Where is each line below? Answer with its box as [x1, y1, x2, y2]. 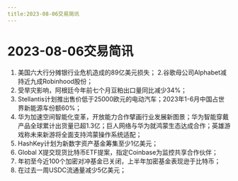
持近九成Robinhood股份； [17, 77, 93, 85]
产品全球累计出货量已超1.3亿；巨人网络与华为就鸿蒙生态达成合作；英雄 [17, 121, 225, 130]
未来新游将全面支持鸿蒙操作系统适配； [30, 130, 142, 138]
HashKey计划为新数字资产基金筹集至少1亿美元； [17, 139, 159, 148]
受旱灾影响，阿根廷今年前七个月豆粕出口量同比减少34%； [17, 86, 188, 94]
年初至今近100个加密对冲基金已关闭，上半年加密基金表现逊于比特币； [17, 157, 221, 165]
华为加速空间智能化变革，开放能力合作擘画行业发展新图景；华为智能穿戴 [17, 112, 229, 121]
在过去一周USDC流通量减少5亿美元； [17, 165, 126, 174]
